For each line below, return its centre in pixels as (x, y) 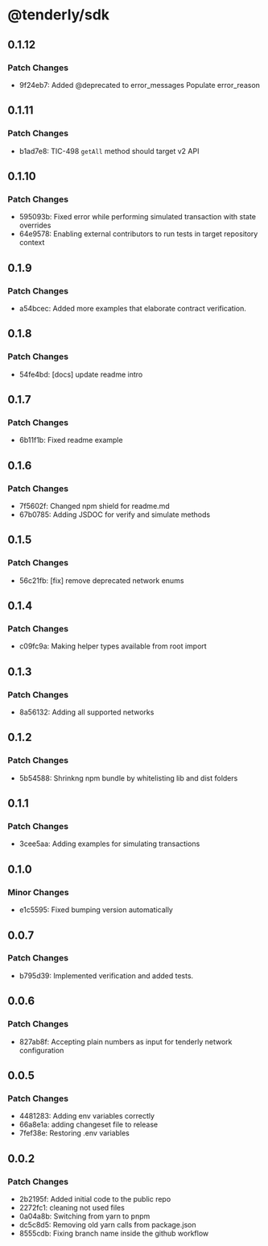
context (32, 243)
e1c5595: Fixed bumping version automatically (96, 910)
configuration (41, 1050)
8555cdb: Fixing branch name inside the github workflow (114, 1233)
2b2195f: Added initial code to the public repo (95, 1198)
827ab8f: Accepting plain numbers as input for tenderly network (126, 1041)
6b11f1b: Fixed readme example (71, 440)
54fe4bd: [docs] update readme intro (81, 374)
